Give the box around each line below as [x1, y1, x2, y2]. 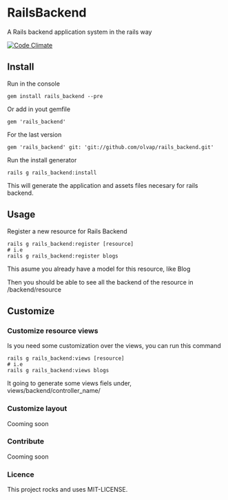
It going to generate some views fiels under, [7, 379, 132, 387]
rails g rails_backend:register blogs [7, 252, 118, 260]
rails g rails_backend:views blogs [7, 367, 110, 374]
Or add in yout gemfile [7, 105, 71, 113]
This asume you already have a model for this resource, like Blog [7, 265, 191, 273]
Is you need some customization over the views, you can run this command [7, 342, 222, 350]
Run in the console [7, 79, 61, 88]
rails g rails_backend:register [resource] [7, 240, 134, 247]
